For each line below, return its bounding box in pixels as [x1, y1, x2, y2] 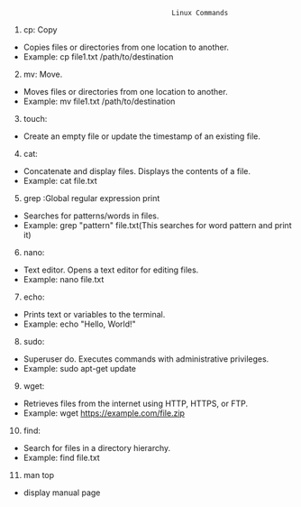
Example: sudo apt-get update [23, 364, 136, 373]
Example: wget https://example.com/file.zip [23, 408, 186, 419]
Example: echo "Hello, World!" [23, 318, 136, 329]
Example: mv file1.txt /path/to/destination [23, 96, 176, 106]
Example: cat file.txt [23, 176, 97, 186]
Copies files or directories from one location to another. [23, 41, 229, 52]
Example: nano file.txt [23, 274, 105, 284]
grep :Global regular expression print [23, 193, 160, 203]
